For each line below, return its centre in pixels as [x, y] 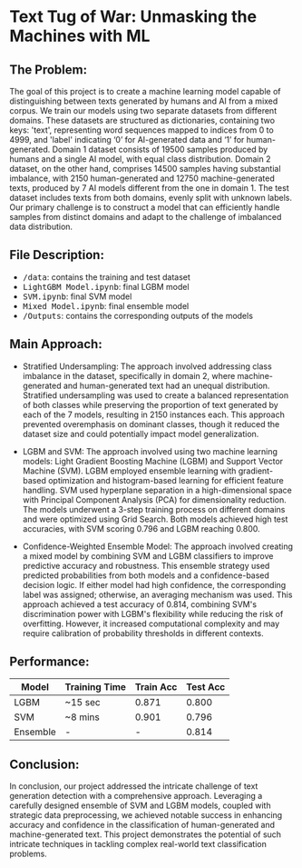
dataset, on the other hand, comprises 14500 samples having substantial [145, 169]
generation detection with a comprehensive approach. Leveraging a [136, 796]
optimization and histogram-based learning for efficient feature [166, 480]
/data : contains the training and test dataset [106, 277]
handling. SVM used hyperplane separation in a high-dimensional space [157, 490]
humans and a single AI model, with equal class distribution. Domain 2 [140, 159]
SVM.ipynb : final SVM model [77, 296]
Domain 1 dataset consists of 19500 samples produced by [160, 149]
